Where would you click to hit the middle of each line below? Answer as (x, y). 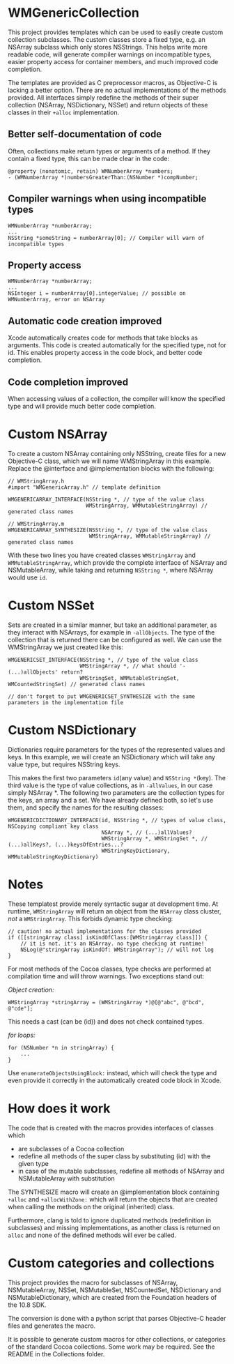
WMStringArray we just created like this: (66, 647)
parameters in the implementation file (66, 702)
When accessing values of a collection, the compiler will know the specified (117, 399)
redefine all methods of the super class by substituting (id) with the (114, 1156)
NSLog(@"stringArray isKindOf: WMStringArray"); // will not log (117, 950)
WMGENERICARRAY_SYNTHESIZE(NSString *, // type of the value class (108, 530)
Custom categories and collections (111, 1263)
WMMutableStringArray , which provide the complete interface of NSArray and (117, 562)
